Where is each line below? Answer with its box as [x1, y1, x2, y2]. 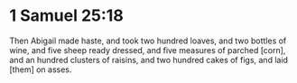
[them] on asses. [9, 64, 72, 75]
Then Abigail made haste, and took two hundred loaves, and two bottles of [9, 35, 287, 46]
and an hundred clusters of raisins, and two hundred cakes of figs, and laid [9, 54, 289, 65]
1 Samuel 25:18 [9, 5, 124, 26]
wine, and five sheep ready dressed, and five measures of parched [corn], [9, 44, 286, 55]
